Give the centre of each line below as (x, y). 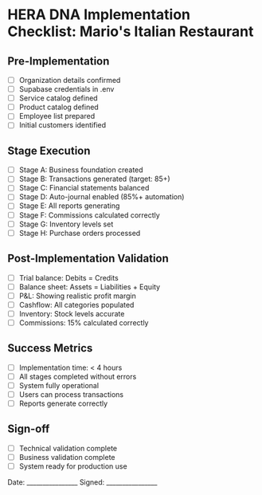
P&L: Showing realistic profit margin (77, 296)
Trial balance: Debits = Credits (68, 277)
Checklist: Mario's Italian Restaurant (131, 31)
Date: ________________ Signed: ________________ (82, 482)
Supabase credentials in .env (66, 89)
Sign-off (29, 429)
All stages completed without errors (78, 376)
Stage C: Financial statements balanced (84, 188)
